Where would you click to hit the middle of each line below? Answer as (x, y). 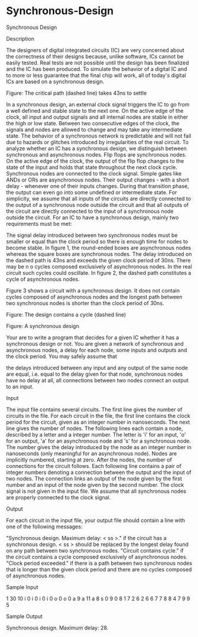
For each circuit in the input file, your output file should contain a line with (95, 520)
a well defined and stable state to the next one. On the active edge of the (95, 110)
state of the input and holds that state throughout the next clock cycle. (92, 167)
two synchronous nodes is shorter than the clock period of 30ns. (85, 303)
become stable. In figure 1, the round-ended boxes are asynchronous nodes (98, 248)
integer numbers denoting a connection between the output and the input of (99, 472)
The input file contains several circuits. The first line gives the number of (94, 409)
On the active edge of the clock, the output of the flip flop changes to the (95, 161)
